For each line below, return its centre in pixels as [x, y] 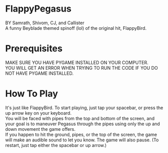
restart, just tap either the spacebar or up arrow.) [56, 145]
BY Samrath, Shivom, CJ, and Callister [45, 23]
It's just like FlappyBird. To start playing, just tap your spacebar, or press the [84, 108]
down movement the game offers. [40, 129]
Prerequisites [34, 49]
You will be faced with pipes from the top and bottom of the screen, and [80, 118]
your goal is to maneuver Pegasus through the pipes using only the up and [83, 124]
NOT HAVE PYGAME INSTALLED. [40, 73]
